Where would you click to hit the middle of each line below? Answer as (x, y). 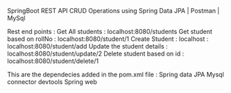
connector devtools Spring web (52, 82)
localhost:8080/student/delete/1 (53, 61)
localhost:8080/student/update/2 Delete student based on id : (96, 53)
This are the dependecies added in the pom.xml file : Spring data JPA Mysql (115, 74)
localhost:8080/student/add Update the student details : (87, 46)
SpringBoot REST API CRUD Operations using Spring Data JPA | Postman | (113, 11)
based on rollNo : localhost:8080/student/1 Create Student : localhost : (108, 39)
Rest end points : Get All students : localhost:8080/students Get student (110, 32)
